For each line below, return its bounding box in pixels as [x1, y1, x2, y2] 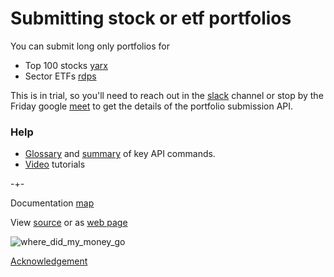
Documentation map [10, 197, 95, 209]
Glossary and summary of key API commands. [24, 148, 216, 160]
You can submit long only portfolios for [10, 40, 170, 52]
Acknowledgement [10, 255, 88, 267]
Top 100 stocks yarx [24, 59, 108, 71]
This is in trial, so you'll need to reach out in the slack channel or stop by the [10, 89, 324, 101]
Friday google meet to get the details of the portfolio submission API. [10, 100, 294, 112]
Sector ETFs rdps [24, 70, 97, 82]
